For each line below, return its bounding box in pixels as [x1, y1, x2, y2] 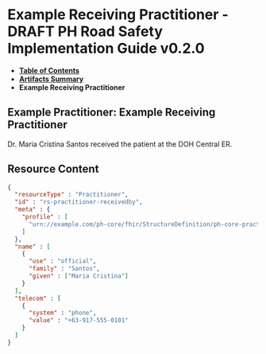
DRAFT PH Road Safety [7, 22, 164, 41]
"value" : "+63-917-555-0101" [28, 317, 129, 325]
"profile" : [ [21, 213, 68, 221]
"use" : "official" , [28, 257, 97, 266]
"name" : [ [14, 243, 51, 251]
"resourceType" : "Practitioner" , [14, 191, 129, 199]
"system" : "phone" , [28, 309, 97, 317]
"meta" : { [14, 205, 51, 214]
